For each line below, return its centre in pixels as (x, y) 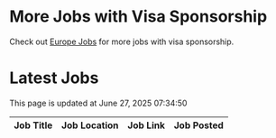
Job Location (90, 125)
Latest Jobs (54, 78)
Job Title (33, 125)
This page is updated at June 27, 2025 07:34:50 (98, 103)
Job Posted (198, 125)
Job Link (146, 125)
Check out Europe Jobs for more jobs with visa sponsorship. (122, 41)
